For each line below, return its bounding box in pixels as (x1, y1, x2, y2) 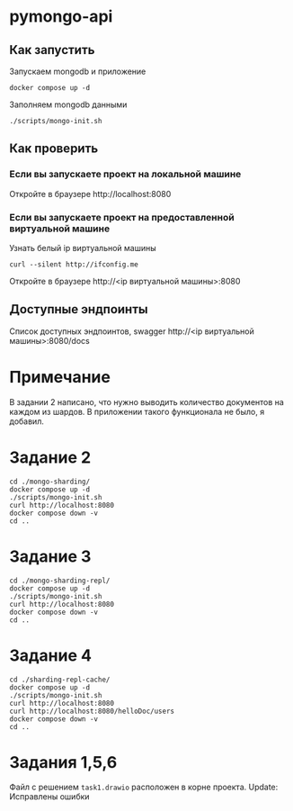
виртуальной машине (9, 222, 111, 235)
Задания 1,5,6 (9, 752, 118, 772)
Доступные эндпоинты (9, 302, 148, 317)
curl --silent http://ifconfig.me (9, 259, 139, 269)
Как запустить (9, 42, 95, 58)
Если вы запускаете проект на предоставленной (9, 211, 235, 223)
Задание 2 (9, 447, 92, 467)
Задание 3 (9, 546, 92, 566)
